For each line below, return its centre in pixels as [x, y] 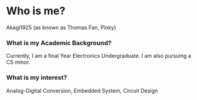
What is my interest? [37, 77]
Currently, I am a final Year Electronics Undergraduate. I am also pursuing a [99, 56]
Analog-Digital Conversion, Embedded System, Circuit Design [82, 90]
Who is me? [36, 11]
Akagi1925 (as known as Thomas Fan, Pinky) [61, 27]
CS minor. [18, 62]
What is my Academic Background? [59, 43]
